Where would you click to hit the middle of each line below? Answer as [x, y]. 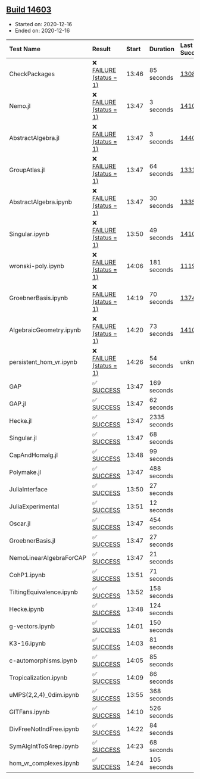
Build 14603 [29, 10]
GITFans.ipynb [29, 712]
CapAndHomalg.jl [34, 455]
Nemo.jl [20, 105]
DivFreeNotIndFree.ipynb [44, 729]
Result [101, 49]
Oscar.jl [20, 524]
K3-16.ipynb [28, 643]
